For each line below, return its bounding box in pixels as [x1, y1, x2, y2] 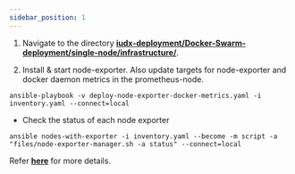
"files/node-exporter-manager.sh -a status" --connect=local [9, 139, 242, 148]
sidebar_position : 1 [9, 12, 87, 22]
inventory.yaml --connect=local [9, 99, 130, 108]
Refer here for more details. [9, 155, 112, 166]
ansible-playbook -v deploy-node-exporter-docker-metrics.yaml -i [9, 91, 262, 100]
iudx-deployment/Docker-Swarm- [115, 37, 247, 48]
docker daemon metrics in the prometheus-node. [21, 73, 204, 85]
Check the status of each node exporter [21, 114, 170, 125]
